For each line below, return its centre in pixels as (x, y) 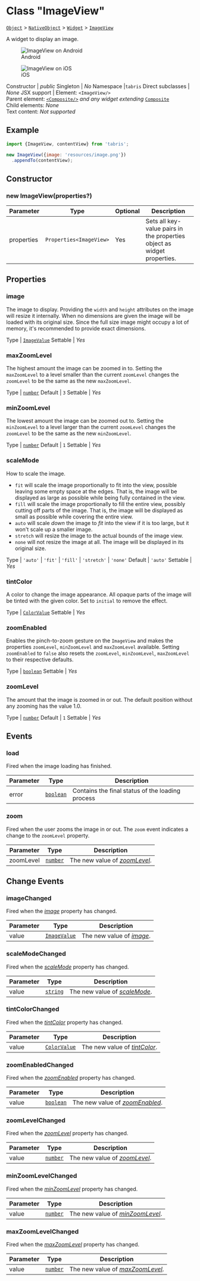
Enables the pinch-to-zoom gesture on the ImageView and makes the (90, 640)
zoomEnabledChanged (40, 1065)
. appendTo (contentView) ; (42, 160)
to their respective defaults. (40, 660)
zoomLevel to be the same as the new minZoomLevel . (69, 433)
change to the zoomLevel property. (48, 835)
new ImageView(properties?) (49, 196)
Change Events (35, 881)
